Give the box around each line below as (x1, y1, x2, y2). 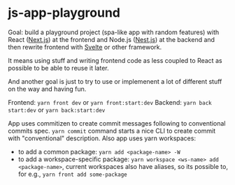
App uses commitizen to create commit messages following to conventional (8, 119, 226, 127)
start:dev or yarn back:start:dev (8, 105, 106, 114)
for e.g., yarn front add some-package (17, 170, 128, 178)
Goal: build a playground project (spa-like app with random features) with (8, 28, 220, 36)
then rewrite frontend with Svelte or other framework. (8, 43, 162, 51)
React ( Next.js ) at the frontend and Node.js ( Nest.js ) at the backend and (8, 35, 215, 43)
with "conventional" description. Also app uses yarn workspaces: (8, 134, 197, 142)
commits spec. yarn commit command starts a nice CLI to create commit (8, 126, 216, 135)
